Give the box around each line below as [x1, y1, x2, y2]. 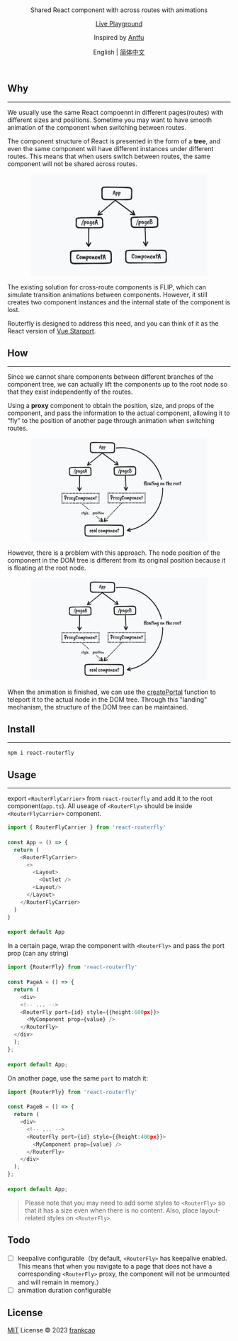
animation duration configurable [17, 1286, 111, 1294]
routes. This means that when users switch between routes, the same [7, 152, 210, 160]
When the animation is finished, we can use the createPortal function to [7, 688, 216, 696]
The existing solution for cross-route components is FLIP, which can [7, 282, 207, 291]
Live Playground [95, 20, 143, 28]
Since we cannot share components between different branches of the [7, 372, 214, 381]
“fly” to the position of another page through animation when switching [7, 416, 215, 425]
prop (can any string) [7, 949, 69, 958]
